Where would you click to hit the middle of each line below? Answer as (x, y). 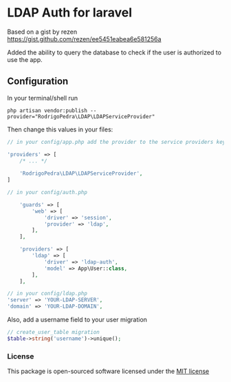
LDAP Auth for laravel (70, 13)
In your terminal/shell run (43, 98)
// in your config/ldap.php (47, 294)
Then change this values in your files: (60, 129)
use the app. (25, 59)
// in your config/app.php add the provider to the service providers (110, 142)
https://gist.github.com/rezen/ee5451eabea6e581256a (84, 39)
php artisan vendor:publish (47, 110)
